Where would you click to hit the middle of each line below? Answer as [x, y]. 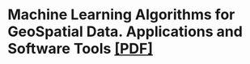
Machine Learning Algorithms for [121, 15]
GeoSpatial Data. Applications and [125, 32]
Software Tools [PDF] [81, 49]
